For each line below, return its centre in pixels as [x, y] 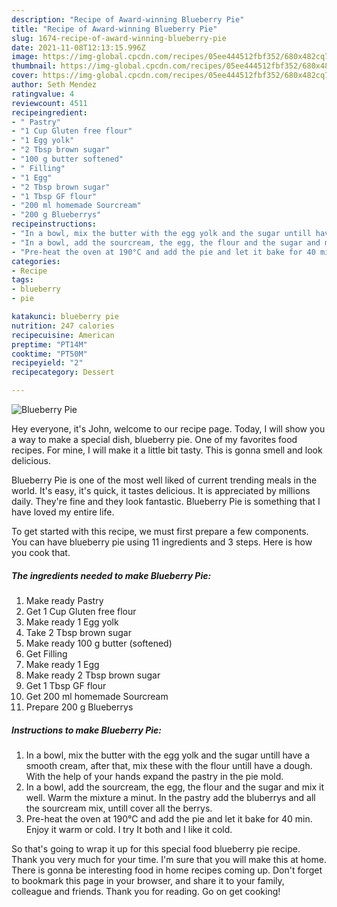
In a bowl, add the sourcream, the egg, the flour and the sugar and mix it [174, 787]
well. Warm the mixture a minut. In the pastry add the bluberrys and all [170, 797]
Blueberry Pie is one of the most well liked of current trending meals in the [164, 480]
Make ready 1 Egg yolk [72, 622]
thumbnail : [34, 66]
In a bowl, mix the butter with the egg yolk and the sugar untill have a [168, 755]
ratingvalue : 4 [43, 94]
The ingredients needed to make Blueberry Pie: [111, 575]
